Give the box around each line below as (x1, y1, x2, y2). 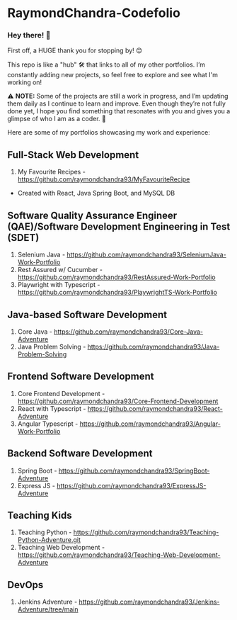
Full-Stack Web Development (7, 149, 139, 161)
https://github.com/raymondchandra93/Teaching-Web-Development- (17, 551, 221, 559)
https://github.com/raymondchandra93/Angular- (79, 419, 221, 428)
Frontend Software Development (7, 371, 154, 383)
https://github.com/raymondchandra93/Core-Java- (54, 327, 204, 336)
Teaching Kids (7, 509, 72, 522)
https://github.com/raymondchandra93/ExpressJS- (56, 481, 207, 490)
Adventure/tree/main (17, 605, 79, 614)
